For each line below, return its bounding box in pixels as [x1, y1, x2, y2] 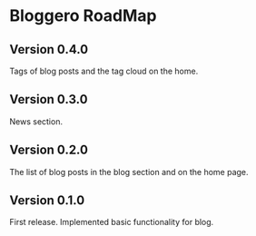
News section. [9, 115, 64, 127]
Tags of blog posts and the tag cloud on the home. [9, 65, 199, 76]
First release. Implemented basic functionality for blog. [9, 217, 214, 228]
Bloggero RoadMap [9, 5, 157, 26]
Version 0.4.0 [9, 42, 89, 57]
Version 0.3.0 [9, 92, 88, 107]
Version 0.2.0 [9, 143, 89, 158]
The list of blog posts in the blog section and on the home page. [9, 166, 249, 177]
